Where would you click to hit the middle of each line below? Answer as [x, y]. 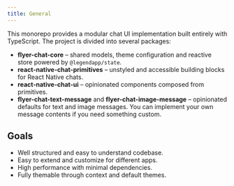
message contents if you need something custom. [89, 114]
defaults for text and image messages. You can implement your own [115, 106]
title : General [29, 14]
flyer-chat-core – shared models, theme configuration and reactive [114, 55]
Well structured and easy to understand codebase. [90, 153]
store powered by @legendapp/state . [70, 62]
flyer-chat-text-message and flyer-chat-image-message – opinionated [122, 99]
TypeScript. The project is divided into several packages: [89, 41]
